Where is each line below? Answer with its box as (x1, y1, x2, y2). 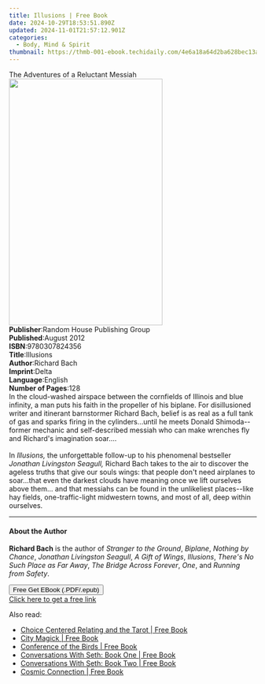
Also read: (9, 610, 42, 619)
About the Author (9, 526, 68, 536)
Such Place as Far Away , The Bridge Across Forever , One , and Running (9, 561, 241, 570)
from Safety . (9, 569, 50, 578)
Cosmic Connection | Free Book (20, 667, 124, 677)
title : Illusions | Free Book (9, 11, 109, 20)
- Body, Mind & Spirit (16, 41, 90, 49)
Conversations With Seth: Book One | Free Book (20, 650, 176, 660)
